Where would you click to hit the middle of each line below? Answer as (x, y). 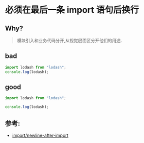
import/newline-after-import (40, 135)
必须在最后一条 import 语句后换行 (72, 10)
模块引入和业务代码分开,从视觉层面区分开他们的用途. (69, 40)
